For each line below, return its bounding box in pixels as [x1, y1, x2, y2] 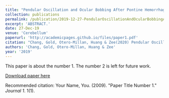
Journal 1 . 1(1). [5, 87, 35, 93]
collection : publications [5, 12, 59, 17]
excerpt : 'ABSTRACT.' [5, 21, 51, 26]
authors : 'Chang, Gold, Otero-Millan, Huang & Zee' [5, 44, 116, 49]
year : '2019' [5, 49, 33, 54]
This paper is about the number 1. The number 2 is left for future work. [5, 63, 151, 69]
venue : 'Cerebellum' [5, 30, 49, 35]
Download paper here [5, 72, 50, 78]
